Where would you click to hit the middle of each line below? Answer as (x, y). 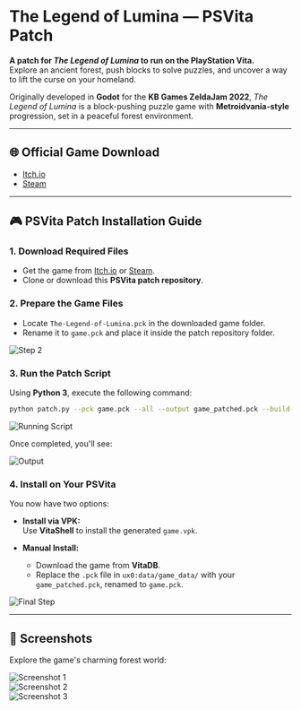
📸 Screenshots (51, 638)
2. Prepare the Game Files (66, 304)
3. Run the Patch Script (60, 373)
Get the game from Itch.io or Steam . (88, 271)
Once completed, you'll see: (61, 443)
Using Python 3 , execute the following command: (101, 393)
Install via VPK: (51, 521)
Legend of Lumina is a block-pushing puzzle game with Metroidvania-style (149, 106)
